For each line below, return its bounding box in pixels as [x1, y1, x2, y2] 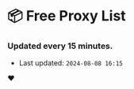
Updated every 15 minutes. [7, 41, 113, 52]
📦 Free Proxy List [7, 7, 126, 25]
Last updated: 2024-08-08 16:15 [18, 58, 124, 68]
